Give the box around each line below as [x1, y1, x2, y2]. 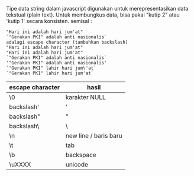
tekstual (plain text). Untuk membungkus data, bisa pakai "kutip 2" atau [6, 11, 180, 18]
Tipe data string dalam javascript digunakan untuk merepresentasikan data [6, 5, 189, 12]
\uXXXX [9, 161, 31, 168]
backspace [65, 151, 96, 159]
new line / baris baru [65, 132, 122, 139]
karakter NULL [65, 93, 106, 101]
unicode [65, 161, 89, 168]
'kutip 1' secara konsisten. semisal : [6, 18, 92, 24]
